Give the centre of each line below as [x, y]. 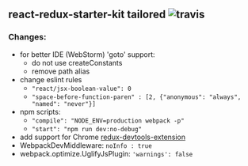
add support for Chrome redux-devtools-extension [103, 137]
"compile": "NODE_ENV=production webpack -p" [108, 121]
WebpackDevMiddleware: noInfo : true [86, 145]
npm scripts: [40, 111]
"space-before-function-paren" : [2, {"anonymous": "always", [136, 97]
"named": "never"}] [64, 104]
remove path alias [61, 71]
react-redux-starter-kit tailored [87, 15]
